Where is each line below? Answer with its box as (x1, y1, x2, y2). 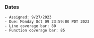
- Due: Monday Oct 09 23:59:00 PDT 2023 (4, 19, 90, 24)
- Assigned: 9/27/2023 (4, 15, 52, 20)
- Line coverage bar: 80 (4, 23, 56, 28)
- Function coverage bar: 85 (4, 28, 65, 33)
